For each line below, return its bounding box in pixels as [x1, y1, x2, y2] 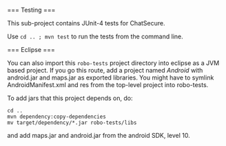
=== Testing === [7, 6, 56, 14]
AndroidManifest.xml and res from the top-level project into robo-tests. [7, 81, 209, 88]
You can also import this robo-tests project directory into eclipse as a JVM [7, 59, 220, 67]
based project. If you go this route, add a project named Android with [7, 66, 203, 74]
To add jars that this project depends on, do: [7, 94, 133, 102]
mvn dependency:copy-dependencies [7, 113, 107, 120]
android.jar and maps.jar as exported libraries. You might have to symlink [7, 73, 214, 82]
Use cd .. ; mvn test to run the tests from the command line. [7, 32, 184, 40]
